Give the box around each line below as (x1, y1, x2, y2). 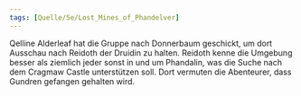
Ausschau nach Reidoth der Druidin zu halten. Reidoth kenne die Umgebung (9, 47, 293, 58)
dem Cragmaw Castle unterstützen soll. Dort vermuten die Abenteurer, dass (9, 66, 292, 77)
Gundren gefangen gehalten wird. (9, 75, 136, 86)
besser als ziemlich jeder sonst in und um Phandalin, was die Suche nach (9, 57, 283, 67)
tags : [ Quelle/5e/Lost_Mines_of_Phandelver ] (9, 13, 180, 22)
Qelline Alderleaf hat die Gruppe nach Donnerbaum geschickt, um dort (9, 38, 273, 48)
